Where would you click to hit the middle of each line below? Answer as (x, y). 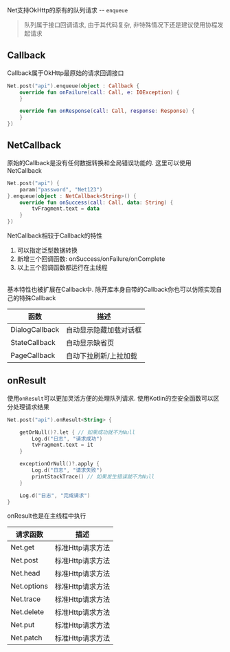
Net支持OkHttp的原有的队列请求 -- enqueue (68, 10)
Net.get (23, 547)
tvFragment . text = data (66, 209)
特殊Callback (37, 298)
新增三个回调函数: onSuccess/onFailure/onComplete (91, 259)
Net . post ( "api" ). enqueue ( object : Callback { (73, 86)
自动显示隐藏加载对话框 (104, 330)
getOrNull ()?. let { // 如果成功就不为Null (78, 432)
